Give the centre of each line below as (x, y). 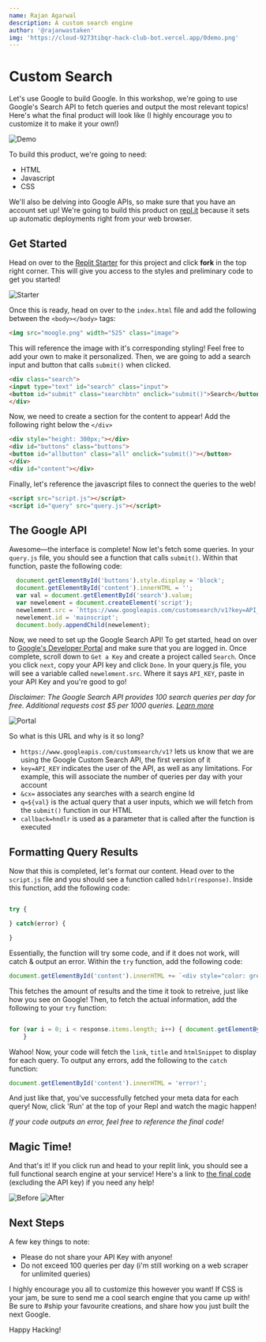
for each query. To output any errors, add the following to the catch (118, 1060)
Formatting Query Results (74, 852)
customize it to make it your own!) (64, 124)
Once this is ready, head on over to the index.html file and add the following (133, 310)
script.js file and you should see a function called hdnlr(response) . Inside (131, 879)
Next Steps (37, 1223)
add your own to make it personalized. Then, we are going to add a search (130, 356)
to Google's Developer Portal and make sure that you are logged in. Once (128, 648)
